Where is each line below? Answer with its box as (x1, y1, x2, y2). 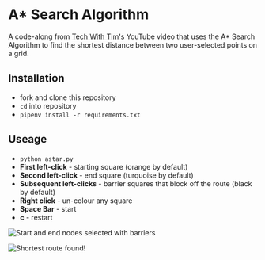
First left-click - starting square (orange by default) (19, 162, 188, 171)
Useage (8, 132, 47, 146)
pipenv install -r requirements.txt (19, 111, 141, 119)
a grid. (8, 48, 29, 58)
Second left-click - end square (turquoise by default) (19, 170, 194, 180)
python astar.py (19, 155, 74, 163)
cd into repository (19, 101, 77, 110)
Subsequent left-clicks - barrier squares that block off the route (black (19, 178, 252, 188)
